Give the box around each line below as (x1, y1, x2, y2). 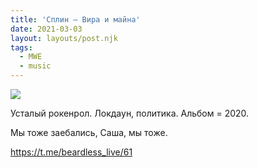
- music (19, 61, 52, 71)
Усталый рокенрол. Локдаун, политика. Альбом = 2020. (10, 107, 250, 119)
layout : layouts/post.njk (10, 33, 118, 43)
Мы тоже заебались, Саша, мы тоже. (10, 127, 168, 138)
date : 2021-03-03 (10, 24, 83, 34)
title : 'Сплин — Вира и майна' (10, 14, 141, 25)
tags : (10, 42, 33, 53)
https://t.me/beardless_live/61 (10, 146, 133, 158)
